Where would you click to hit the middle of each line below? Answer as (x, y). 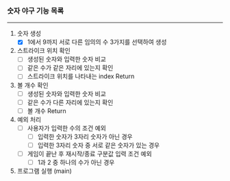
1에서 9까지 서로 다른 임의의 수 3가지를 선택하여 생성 (97, 42)
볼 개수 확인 (33, 85)
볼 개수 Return (47, 110)
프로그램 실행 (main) (44, 171)
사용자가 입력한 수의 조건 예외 (66, 128)
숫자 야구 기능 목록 (36, 10)
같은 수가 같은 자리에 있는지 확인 (70, 68)
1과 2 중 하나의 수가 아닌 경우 (76, 162)
